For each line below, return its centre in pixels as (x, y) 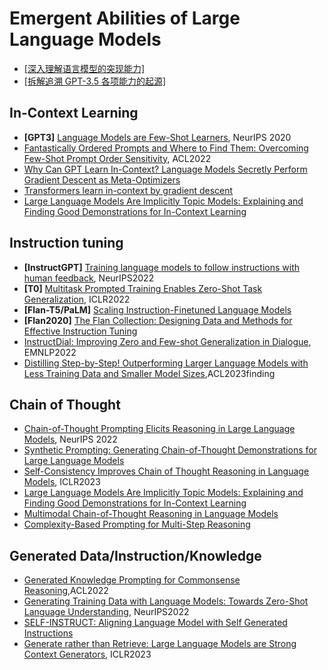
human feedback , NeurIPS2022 (89, 278)
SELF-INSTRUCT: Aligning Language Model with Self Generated (155, 623)
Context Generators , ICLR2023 (87, 654)
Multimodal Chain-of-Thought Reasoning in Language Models (151, 514)
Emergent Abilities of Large (125, 18)
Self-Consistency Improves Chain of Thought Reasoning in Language (166, 471)
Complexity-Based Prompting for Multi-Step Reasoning (137, 524)
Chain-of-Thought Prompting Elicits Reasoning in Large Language (159, 429)
